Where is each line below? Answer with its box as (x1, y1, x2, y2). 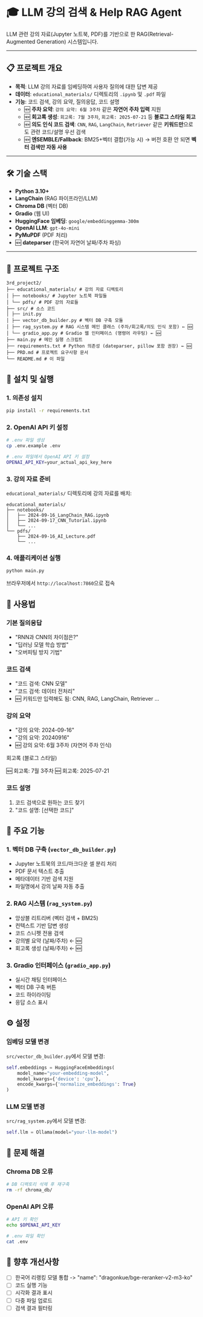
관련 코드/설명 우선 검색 (30, 128, 86, 135)
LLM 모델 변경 (6, 1103, 45, 1111)
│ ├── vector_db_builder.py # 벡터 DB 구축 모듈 (6, 318, 124, 324)
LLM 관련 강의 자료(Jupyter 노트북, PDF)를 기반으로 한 (6, 30, 136, 37)
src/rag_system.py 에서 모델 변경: (6, 1117, 86, 1124)
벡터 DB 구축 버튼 (14, 984, 57, 991)
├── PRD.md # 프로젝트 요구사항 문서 (6, 350, 89, 356)
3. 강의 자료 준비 (6, 475, 51, 483)
